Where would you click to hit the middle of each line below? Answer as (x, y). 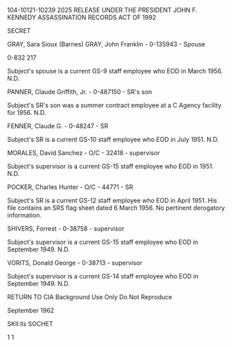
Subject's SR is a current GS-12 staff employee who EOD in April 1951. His (112, 201)
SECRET (19, 31)
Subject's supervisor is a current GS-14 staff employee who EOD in (103, 276)
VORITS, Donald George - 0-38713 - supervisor (75, 263)
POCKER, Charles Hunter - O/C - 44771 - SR (70, 187)
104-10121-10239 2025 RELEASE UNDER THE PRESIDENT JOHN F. (102, 10)
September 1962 (31, 310)
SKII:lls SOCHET (30, 324)
